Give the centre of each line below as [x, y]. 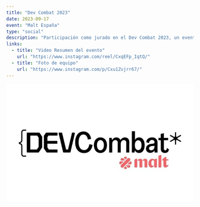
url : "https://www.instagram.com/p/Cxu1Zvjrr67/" [80, 69]
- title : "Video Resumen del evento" [58, 51]
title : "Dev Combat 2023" [38, 13]
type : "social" [25, 32]
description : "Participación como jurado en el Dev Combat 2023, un [93, 38]
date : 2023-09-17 [28, 19]
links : [14, 44]
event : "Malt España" [33, 25]
